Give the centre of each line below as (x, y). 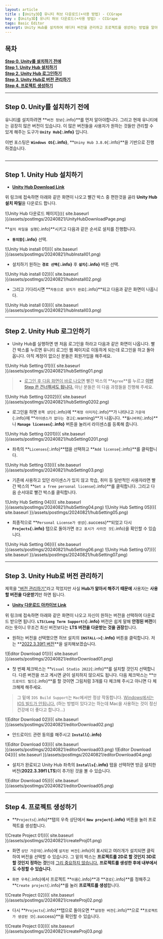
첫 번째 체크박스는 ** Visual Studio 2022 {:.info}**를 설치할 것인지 (75, 669)
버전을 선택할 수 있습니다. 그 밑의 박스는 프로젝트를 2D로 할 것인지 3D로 (89, 857)
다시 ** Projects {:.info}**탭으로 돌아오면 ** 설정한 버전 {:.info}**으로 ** (78, 910)
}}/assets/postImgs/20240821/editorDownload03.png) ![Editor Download (78, 750)
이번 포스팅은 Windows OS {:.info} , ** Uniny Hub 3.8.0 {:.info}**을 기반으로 (75, 142)
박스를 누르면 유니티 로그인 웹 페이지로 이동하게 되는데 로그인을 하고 (81, 350)
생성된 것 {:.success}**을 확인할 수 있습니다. (59, 916)
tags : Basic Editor (25, 23)
